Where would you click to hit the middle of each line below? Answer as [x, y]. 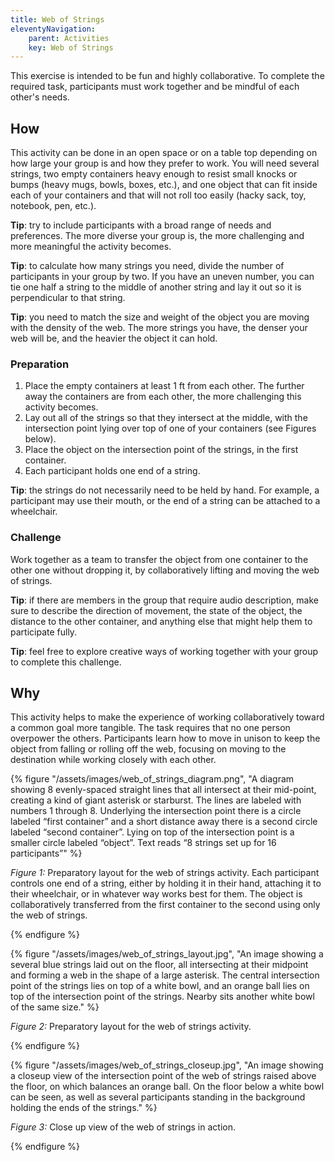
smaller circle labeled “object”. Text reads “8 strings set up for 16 [143, 843]
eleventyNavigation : [53, 29]
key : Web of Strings [71, 47]
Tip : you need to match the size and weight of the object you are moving [160, 317]
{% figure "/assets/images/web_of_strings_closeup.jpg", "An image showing [167, 1065]
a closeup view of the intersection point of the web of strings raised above [163, 1076]
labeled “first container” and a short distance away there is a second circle [164, 822]
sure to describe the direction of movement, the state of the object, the [156, 610]
